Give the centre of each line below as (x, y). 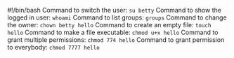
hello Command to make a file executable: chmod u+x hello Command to (113, 32)
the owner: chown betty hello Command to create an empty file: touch (109, 25)
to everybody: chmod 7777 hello (53, 47)
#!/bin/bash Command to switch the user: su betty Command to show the (114, 10)
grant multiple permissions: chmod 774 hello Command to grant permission (116, 40)
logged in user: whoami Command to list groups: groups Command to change (117, 17)
